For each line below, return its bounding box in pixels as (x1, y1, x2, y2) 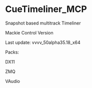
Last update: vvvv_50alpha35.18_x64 (5, 39, 81, 45)
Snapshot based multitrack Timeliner (5, 20, 81, 26)
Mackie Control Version (5, 29, 53, 35)
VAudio (5, 78, 20, 84)
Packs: (5, 49, 19, 55)
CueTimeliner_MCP (5, 3, 87, 15)
